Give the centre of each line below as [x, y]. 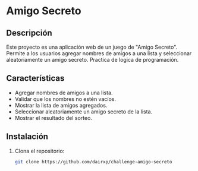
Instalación [27, 137]
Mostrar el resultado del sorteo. [53, 118]
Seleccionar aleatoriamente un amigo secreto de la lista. [84, 112]
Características [35, 78]
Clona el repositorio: [40, 151]
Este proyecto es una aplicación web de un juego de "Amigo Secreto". [92, 47]
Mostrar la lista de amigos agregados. [61, 105]
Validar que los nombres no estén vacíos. [65, 99]
